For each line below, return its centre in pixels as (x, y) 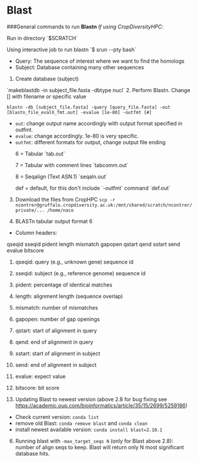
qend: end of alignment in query (54, 342)
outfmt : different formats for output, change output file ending (90, 142)
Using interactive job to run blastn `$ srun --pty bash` (72, 49)
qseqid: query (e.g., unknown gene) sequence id (74, 262)
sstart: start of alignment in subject (58, 353)
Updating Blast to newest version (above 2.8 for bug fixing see (91, 399)
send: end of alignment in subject (56, 365)
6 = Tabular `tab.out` (40, 154)
